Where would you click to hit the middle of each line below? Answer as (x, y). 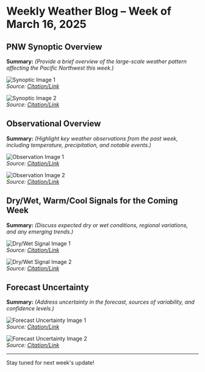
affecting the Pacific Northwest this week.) (60, 68)
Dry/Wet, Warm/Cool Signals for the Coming (92, 201)
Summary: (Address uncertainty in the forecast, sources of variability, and (101, 302)
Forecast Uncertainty (48, 287)
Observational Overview (54, 124)
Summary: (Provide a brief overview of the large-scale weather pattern (97, 61)
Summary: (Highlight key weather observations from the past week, (92, 138)
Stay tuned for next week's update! (50, 363)
